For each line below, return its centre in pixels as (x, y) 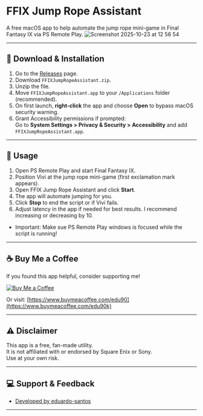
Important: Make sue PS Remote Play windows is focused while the (98, 227)
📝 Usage (22, 156)
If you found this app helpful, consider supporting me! (73, 277)
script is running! (36, 233)
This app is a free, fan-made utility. (50, 345)
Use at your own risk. (33, 358)
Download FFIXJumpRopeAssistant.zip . (63, 80)
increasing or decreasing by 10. (54, 215)
